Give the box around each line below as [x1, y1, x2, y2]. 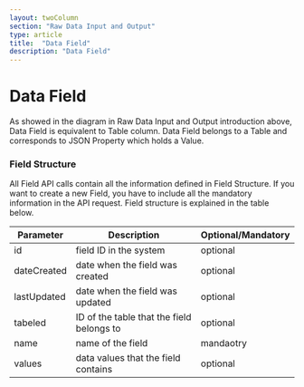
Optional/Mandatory [200, 228, 290, 241]
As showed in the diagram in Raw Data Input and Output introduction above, [9, 116, 292, 127]
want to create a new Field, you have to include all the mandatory [9, 188, 252, 199]
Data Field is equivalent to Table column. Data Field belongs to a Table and [9, 126, 288, 137]
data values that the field [75, 352, 181, 364]
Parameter [17, 228, 64, 241]
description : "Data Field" [9, 47, 111, 56]
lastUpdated [14, 291, 66, 304]
